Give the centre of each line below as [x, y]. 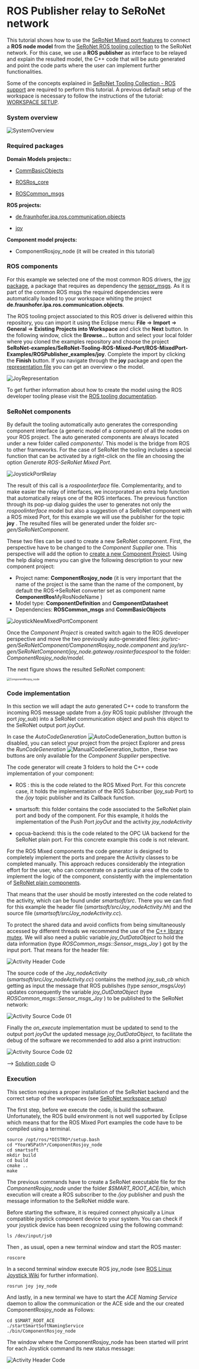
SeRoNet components [39, 412]
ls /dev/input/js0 [29, 1236]
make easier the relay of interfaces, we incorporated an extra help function [98, 492]
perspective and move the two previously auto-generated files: [84, 639]
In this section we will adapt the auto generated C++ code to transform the [98, 707]
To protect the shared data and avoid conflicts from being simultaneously [96, 925]
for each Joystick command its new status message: [71, 1348]
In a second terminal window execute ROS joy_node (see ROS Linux [89, 1268]
